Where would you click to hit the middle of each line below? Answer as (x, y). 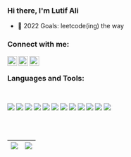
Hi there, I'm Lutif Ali (43, 11)
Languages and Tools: (46, 78)
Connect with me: (38, 45)
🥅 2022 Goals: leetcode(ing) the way (71, 26)
